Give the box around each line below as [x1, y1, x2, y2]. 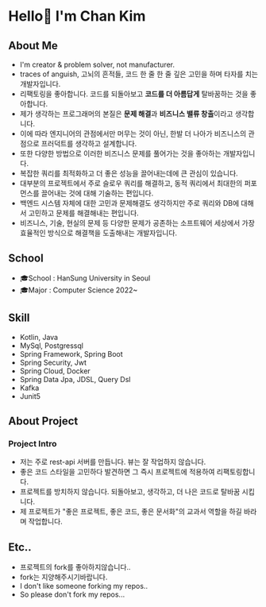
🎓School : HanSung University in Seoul [19, 273, 151, 283]
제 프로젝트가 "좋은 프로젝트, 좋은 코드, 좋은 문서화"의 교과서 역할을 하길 [19, 507, 242, 516]
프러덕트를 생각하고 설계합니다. [40, 139, 137, 148]
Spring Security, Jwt [19, 358, 87, 367]
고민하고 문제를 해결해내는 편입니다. [28, 208, 139, 218]
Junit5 [19, 391, 41, 400]
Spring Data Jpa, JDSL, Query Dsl [19, 374, 131, 384]
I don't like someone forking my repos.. [19, 582, 148, 591]
